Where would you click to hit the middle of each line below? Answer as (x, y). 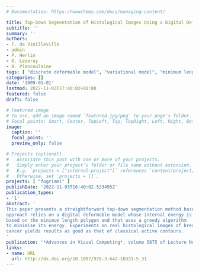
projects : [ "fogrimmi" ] (38, 181)
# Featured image (28, 110)
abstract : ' (21, 203)
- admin (16, 50)
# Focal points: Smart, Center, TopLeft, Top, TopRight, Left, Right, (95, 121)
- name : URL (21, 253)
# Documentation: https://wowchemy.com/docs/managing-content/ (86, 12)
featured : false (26, 94)
